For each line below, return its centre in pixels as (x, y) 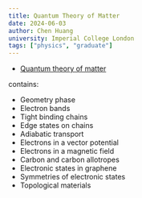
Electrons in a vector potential (69, 142)
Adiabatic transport (52, 134)
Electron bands (45, 109)
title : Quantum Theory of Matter (64, 16)
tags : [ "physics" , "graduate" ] (61, 46)
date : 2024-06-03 (37, 23)
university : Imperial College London (71, 38)
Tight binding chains (54, 117)
